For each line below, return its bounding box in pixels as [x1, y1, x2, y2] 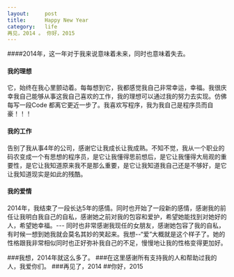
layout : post [7, 10, 58, 17]
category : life [7, 23, 58, 30]
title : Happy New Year [7, 17, 89, 24]
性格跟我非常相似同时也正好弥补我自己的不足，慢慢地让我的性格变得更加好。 [7, 238, 227, 247]
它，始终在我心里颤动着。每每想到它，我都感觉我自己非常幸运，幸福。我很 [7, 84, 221, 92]
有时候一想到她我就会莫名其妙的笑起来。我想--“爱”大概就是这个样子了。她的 [7, 230, 226, 238]
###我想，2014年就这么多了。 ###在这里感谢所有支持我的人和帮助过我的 [7, 253, 217, 262]
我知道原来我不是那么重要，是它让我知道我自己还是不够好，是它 [43, 161, 227, 169]
